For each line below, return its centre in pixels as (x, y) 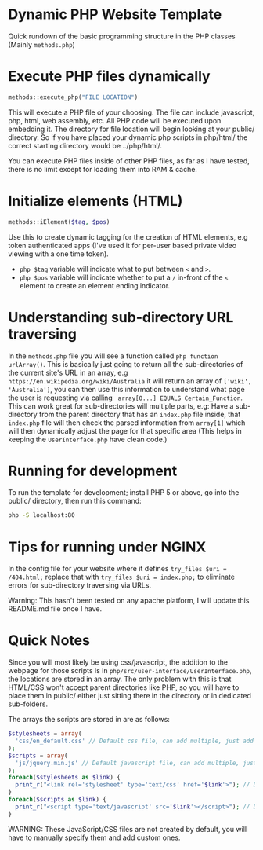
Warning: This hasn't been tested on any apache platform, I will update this (129, 601)
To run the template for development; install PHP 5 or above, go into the (124, 493)
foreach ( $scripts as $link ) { (58, 800)
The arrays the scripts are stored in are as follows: (89, 720)
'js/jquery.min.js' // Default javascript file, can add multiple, (128, 763)
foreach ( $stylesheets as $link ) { (65, 778)
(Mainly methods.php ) (42, 44)
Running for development (93, 471)
